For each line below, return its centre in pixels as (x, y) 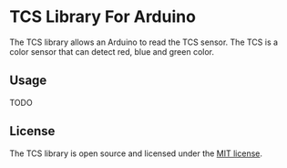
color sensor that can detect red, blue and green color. (112, 51)
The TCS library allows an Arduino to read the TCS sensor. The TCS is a (144, 42)
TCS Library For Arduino (102, 17)
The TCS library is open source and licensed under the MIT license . (136, 153)
